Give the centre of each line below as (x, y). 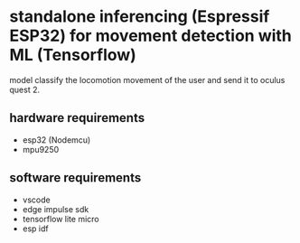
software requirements (75, 178)
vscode (37, 200)
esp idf (36, 229)
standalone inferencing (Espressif (140, 17)
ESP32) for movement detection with (150, 36)
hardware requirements (77, 118)
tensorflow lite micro (61, 219)
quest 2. (25, 89)
